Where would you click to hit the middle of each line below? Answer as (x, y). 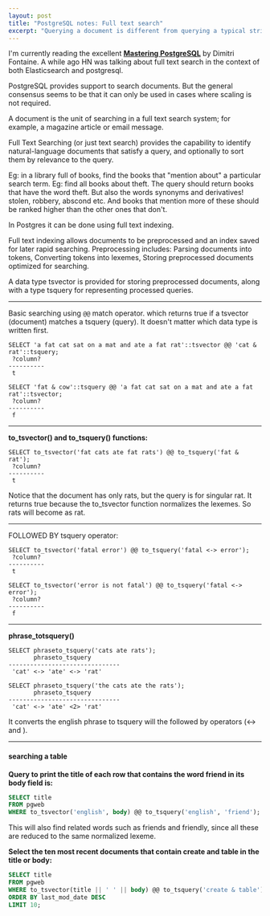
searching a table (38, 756)
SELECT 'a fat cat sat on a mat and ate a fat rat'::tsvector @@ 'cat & (133, 345)
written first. (29, 331)
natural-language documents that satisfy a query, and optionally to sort (126, 151)
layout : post (30, 16)
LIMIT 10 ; (25, 905)
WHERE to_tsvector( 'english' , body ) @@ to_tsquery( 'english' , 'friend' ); (135, 812)
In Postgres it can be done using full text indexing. (91, 225)
